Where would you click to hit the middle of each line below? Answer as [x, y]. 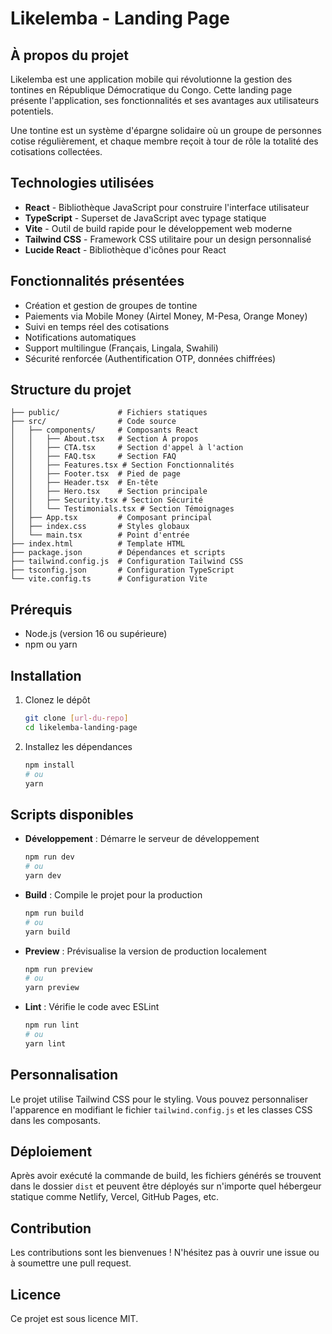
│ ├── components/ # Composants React [104, 430]
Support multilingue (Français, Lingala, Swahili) [121, 348]
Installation [46, 675]
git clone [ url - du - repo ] [76, 718]
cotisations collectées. [56, 151]
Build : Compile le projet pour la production [113, 894]
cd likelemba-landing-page [81, 727]
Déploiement [51, 1151]
